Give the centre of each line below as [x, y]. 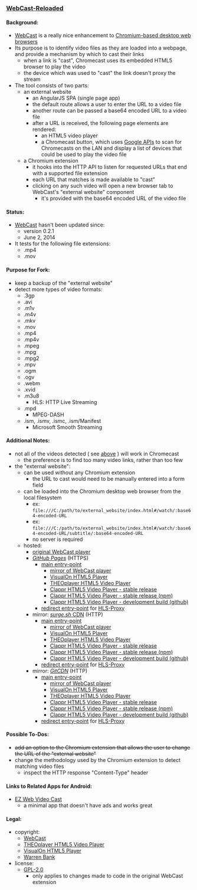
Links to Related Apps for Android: [49, 786]
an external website [47, 92]
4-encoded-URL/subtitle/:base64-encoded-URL [88, 533]
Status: [15, 212]
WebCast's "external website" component [83, 192]
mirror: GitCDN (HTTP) [60, 671]
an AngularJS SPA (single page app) [76, 98]
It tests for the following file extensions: [63, 244]
